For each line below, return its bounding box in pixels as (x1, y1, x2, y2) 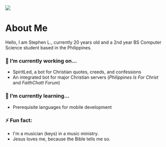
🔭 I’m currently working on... (5, 57, 77, 64)
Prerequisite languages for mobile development (12, 104, 112, 110)
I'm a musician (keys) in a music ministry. (12, 130, 99, 136)
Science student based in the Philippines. (5, 44, 92, 50)
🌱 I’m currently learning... (5, 93, 70, 100)
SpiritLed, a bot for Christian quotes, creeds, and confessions (12, 69, 142, 75)
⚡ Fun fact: (5, 117, 32, 124)
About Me (5, 22, 48, 34)
